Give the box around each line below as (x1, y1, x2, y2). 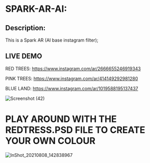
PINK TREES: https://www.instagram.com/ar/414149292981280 (5, 75, 138, 81)
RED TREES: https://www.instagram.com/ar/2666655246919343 (5, 65, 141, 72)
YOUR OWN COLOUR (5, 135, 96, 147)
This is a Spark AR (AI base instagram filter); (5, 37, 98, 43)
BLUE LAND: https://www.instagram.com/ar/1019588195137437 (5, 85, 139, 91)
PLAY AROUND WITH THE (5, 113, 117, 125)
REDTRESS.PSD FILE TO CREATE (5, 124, 145, 136)
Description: (5, 24, 46, 32)
